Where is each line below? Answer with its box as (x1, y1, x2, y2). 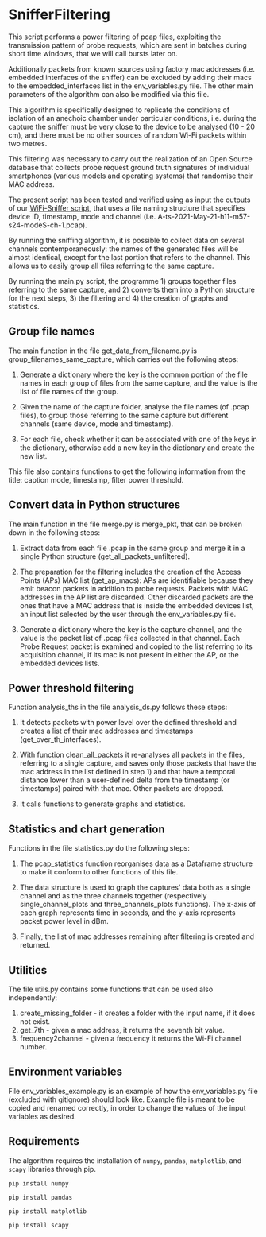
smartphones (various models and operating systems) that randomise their (8, 171, 253, 180)
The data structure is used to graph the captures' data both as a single (19, 882, 251, 892)
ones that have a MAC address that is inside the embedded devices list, (19, 600, 254, 610)
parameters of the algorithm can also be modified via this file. (8, 89, 210, 99)
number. (19, 1042, 48, 1051)
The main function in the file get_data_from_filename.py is (8, 346, 197, 355)
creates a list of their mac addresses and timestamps (19, 726, 194, 736)
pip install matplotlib (8, 1207, 87, 1216)
